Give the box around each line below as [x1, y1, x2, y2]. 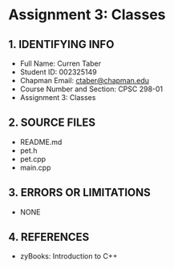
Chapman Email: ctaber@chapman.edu [19, 76, 150, 85]
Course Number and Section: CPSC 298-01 [19, 84, 164, 94]
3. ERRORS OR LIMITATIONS [8, 186, 151, 199]
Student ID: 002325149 [19, 67, 98, 77]
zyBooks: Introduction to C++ [19, 251, 118, 261]
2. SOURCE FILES [8, 116, 96, 130]
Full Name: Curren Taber [19, 58, 102, 68]
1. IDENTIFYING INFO [8, 38, 115, 51]
